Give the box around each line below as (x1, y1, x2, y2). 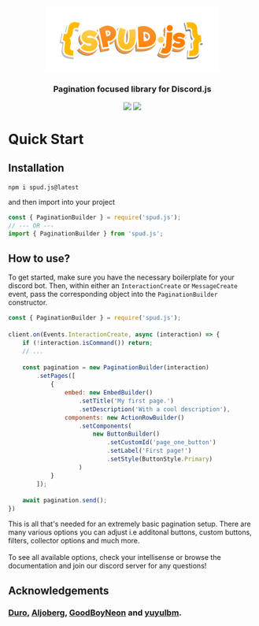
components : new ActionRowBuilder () (64, 413, 185, 421)
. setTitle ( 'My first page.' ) (78, 397, 175, 405)
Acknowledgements (8, 583, 109, 597)
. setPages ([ (36, 372, 76, 380)
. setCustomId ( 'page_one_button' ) (106, 439, 216, 446)
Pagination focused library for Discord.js (53, 83, 212, 94)
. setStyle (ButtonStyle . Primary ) (106, 455, 213, 463)
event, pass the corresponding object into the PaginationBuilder (8, 290, 218, 299)
